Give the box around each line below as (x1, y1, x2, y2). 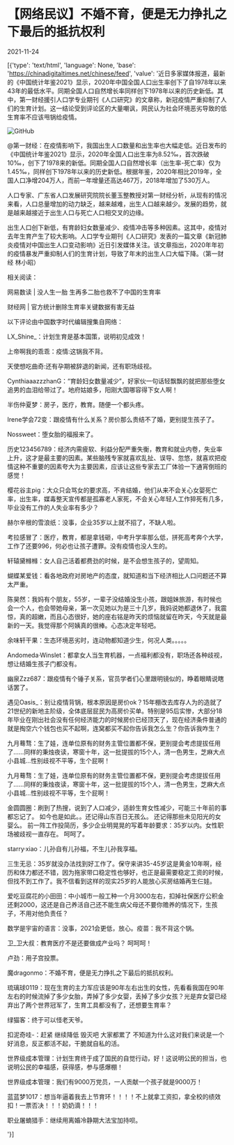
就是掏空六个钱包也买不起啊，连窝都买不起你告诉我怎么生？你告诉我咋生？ (7, 724, 221, 732)
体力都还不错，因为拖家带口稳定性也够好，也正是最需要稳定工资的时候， (19, 868, 227, 876)
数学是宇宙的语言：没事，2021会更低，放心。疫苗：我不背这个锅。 (7, 924, 198, 932)
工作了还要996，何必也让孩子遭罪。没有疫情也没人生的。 (7, 542, 172, 550)
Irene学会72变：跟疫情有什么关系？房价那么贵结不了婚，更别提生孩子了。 (7, 415, 218, 423)
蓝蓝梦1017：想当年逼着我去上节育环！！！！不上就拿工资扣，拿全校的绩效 (7, 1092, 221, 1100)
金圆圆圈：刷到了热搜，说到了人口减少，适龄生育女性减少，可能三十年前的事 (7, 804, 227, 812)
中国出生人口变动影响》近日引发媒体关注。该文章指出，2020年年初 (31, 240, 224, 249)
